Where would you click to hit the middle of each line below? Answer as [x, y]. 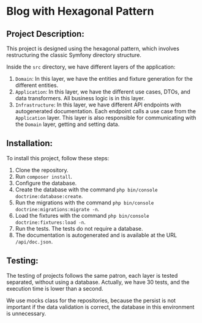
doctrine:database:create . [49, 196]
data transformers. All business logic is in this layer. [80, 98]
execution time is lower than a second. [55, 288]
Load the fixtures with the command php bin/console [82, 215]
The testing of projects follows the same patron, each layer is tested [92, 275]
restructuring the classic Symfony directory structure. [74, 55]
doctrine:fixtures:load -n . [50, 222]
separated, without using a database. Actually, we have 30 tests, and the [98, 282]
